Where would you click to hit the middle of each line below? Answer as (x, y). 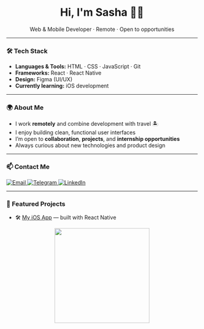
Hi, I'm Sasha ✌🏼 (102, 12)
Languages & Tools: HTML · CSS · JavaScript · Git (78, 67)
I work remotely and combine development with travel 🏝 (87, 123)
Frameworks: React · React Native (58, 73)
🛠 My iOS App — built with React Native (66, 217)
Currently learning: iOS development (62, 86)
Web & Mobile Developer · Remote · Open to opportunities (102, 29)
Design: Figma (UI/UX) (44, 80)
